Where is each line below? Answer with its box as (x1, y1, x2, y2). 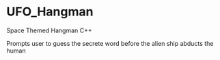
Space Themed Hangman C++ (6, 26, 93, 34)
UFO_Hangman (6, 4, 94, 20)
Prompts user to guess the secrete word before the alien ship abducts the (6, 39, 214, 47)
